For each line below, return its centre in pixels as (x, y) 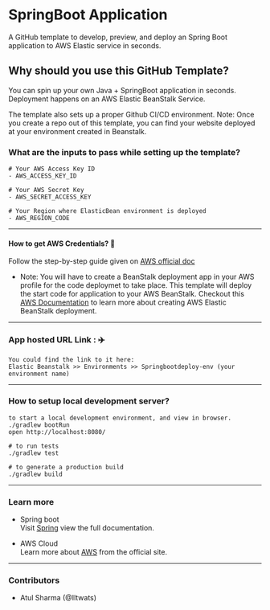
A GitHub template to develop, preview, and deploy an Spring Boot (118, 37)
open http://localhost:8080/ (57, 432)
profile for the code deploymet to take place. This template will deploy (136, 285)
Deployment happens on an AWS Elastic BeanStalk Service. (107, 99)
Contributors (34, 580)
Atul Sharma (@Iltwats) (58, 598)
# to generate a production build (66, 467)
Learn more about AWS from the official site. (93, 552)
